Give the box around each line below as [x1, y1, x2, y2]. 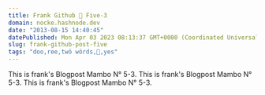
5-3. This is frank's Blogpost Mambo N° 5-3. [8, 78, 152, 87]
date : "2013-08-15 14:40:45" [8, 26, 104, 34]
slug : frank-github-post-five [8, 41, 108, 49]
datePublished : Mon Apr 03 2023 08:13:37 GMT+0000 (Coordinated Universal [8, 33, 259, 42]
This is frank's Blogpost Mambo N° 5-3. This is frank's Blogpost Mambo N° [8, 70, 252, 79]
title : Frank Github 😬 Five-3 [8, 11, 108, 20]
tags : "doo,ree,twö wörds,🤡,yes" [8, 48, 118, 56]
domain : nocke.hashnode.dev [8, 19, 101, 27]
